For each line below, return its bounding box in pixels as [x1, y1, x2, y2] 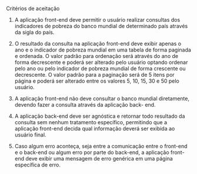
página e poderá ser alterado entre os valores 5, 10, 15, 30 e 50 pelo [14, 77, 179, 84]
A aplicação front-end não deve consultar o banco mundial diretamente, [14, 95, 190, 102]
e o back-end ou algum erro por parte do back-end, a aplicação [14, 149, 169, 156]
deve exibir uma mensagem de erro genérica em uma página [25, 155, 173, 162]
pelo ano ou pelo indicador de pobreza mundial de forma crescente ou [14, 65, 186, 72]
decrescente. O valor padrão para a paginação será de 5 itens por [14, 71, 175, 78]
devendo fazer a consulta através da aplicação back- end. [14, 101, 156, 108]
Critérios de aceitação [6, 5, 60, 12]
